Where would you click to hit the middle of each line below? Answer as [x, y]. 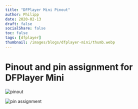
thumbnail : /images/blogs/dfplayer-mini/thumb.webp [60, 42]
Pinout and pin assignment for [69, 67]
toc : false [16, 33]
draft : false [19, 24]
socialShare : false [25, 28]
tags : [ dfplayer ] [23, 38]
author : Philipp [22, 14]
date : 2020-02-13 [23, 19]
